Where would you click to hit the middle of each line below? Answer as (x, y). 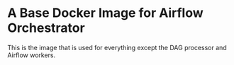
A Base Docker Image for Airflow (105, 13)
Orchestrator (46, 28)
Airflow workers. (32, 55)
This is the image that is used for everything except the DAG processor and (117, 47)
